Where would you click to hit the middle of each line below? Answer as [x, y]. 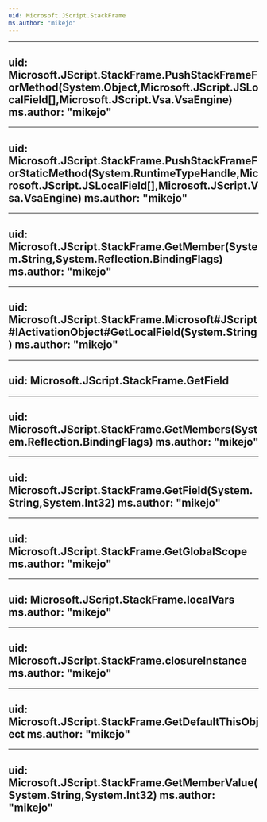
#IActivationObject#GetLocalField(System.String [133, 332]
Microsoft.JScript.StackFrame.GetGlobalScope [128, 552]
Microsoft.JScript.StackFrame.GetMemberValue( [133, 783]
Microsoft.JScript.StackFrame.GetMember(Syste [133, 247]
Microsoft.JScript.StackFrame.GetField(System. [131, 490]
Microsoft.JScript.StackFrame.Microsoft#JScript [133, 320]
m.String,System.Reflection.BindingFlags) [116, 259]
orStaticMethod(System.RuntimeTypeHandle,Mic [133, 173]
